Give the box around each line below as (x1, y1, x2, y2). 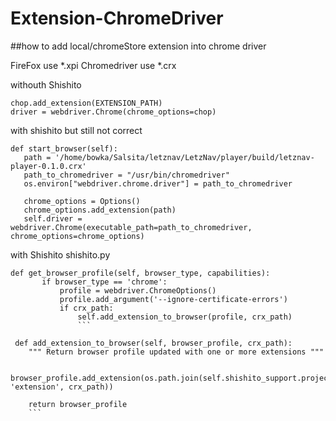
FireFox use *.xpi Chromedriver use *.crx (10, 59, 177, 71)
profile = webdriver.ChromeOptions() (59, 285, 217, 296)
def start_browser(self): (10, 143, 118, 154)
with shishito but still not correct (10, 124, 143, 136)
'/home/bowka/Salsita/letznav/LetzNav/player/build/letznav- (54, 152, 315, 162)
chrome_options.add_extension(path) (23, 205, 177, 215)
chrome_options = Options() (23, 196, 141, 206)
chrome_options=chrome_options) (10, 231, 145, 241)
